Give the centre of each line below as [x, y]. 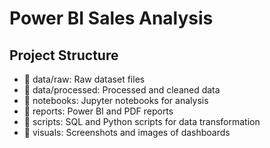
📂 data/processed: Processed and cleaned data [122, 90]
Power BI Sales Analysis [111, 18]
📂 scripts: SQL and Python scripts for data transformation [142, 121]
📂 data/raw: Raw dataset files [84, 79]
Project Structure [64, 55]
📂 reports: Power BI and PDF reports [98, 111]
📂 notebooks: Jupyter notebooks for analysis [116, 100]
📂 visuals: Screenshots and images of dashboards [127, 132]
